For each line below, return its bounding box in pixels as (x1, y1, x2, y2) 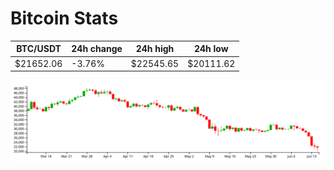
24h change (71, 43, 123, 55)
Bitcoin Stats (10, 7, 119, 30)
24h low (193, 43, 229, 55)
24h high (135, 43, 175, 55)
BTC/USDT (16, 43, 62, 55)
